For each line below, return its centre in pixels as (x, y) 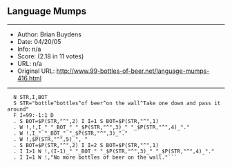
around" (18, 109)
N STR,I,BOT (31, 97)
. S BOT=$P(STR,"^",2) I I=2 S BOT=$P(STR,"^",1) (86, 145)
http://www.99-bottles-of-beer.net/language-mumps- (133, 71)
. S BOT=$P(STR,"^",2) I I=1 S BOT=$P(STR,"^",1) (86, 121)
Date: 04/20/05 (39, 41)
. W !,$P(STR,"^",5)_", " (51, 139)
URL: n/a (30, 63)
